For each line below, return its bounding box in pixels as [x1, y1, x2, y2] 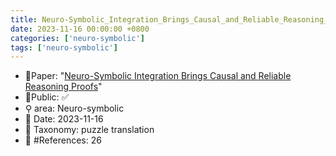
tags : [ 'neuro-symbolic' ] [10, 42, 118, 53]
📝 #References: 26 [24, 134, 102, 146]
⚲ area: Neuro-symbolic [24, 102, 125, 115]
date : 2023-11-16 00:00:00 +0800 [10, 24, 150, 34]
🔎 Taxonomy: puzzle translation [24, 124, 155, 136]
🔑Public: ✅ [24, 91, 70, 103]
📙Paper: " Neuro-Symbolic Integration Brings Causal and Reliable [24, 70, 292, 82]
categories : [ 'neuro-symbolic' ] [10, 33, 145, 43]
